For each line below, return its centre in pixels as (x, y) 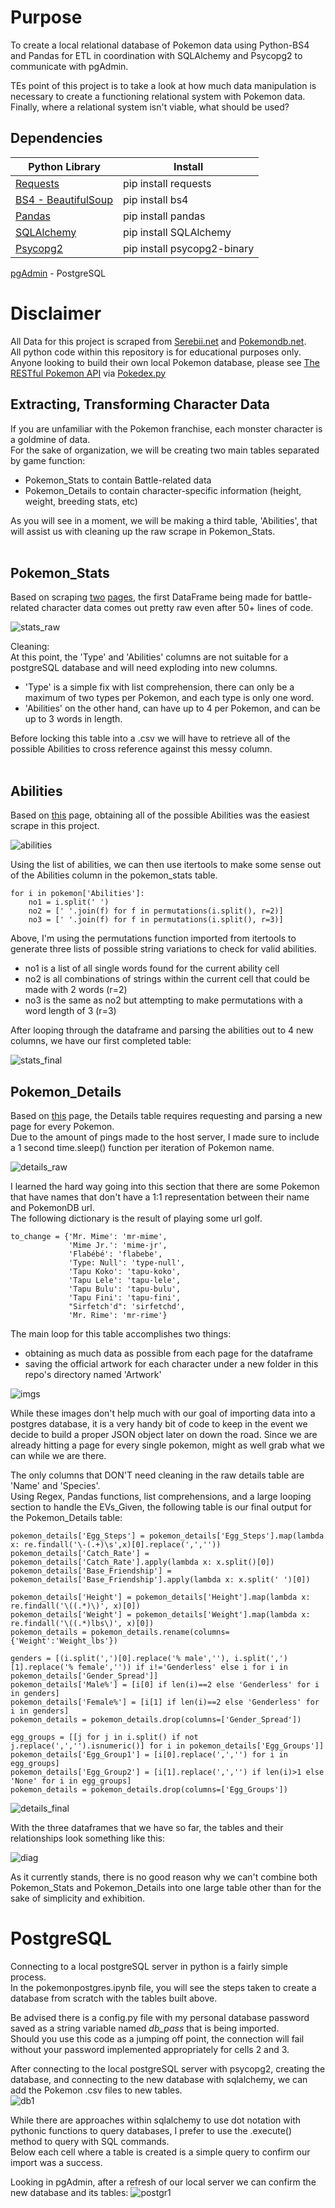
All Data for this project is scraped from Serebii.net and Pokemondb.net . (158, 341)
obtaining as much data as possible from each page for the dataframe (168, 1353)
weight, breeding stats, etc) (81, 501)
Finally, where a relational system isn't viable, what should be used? (150, 107)
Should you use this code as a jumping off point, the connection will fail (157, 2038)
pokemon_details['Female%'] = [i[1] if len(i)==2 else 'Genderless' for (165, 1702)
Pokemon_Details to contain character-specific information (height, (163, 490)
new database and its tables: (69, 2192)
